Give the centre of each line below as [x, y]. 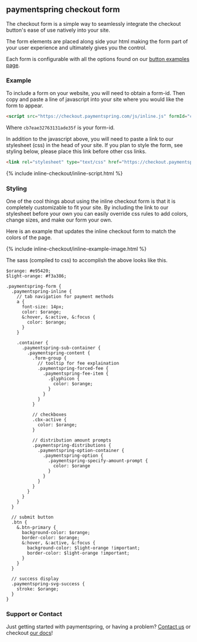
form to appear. [25, 106]
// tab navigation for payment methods [65, 297]
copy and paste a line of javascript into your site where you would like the [95, 100]
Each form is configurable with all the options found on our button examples [98, 59]
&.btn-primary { [37, 528]
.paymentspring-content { [59, 353]
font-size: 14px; [43, 307]
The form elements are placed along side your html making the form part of [97, 41]
